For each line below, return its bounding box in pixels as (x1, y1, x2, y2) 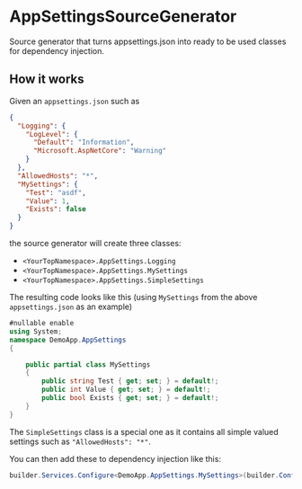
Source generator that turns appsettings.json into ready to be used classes (9, 36, 287, 47)
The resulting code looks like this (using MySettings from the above (9, 292, 258, 302)
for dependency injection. (9, 45, 105, 56)
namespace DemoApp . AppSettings (9, 335, 127, 344)
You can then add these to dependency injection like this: (9, 453, 222, 464)
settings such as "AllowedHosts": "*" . (9, 436, 151, 447)
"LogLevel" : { (25, 129, 78, 138)
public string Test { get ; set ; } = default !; (41, 377, 219, 386)
